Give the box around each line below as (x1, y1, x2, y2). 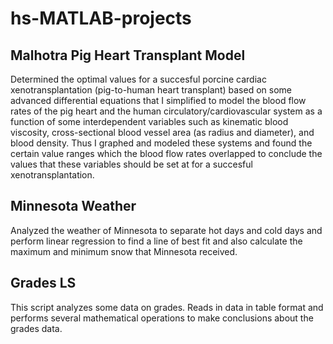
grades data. (10, 322, 63, 334)
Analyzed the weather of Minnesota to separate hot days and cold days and (10, 224, 323, 236)
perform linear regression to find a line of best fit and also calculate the (10, 235, 303, 247)
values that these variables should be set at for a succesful (10, 158, 253, 170)
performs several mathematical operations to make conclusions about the (10, 312, 314, 324)
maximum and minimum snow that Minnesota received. (10, 245, 238, 257)
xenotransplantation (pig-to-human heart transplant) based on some (10, 84, 292, 96)
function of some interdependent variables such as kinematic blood (10, 116, 289, 127)
